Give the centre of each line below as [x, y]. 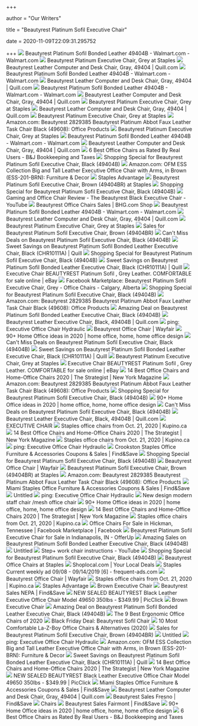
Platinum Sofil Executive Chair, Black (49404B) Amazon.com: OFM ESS [97, 164]
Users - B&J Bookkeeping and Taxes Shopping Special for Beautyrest [95, 157]
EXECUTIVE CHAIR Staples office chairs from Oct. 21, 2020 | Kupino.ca [97, 426]
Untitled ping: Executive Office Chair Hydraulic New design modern [103, 495]
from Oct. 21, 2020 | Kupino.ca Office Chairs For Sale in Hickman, [90, 523]
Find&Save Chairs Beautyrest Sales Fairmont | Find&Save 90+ [92, 704]
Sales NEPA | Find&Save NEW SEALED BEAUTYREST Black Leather [92, 593]
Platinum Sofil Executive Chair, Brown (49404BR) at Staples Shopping [95, 184]
